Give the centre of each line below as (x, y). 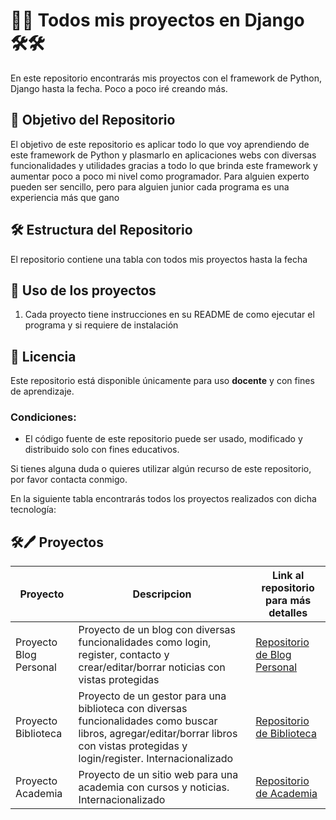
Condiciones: (43, 417)
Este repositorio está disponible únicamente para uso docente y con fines (162, 381)
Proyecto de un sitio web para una (158, 775)
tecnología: (33, 510)
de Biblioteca (286, 734)
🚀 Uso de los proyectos (83, 290)
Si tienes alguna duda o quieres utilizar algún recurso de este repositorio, (161, 469)
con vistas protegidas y (133, 746)
